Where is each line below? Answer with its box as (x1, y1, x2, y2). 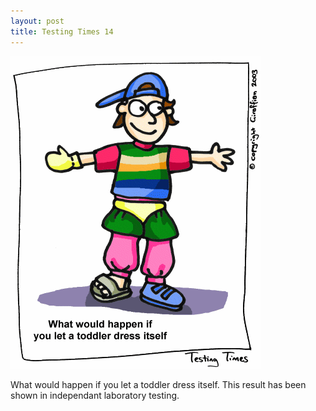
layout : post (10, 16, 65, 26)
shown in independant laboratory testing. (10, 389, 180, 401)
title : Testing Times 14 (10, 26, 114, 37)
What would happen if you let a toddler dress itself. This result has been (10, 378, 307, 390)
